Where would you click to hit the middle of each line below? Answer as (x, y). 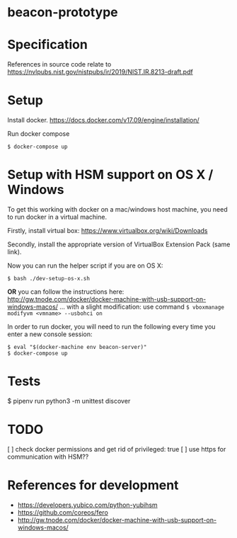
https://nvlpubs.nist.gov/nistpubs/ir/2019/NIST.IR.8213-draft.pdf (100, 72)
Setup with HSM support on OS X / (110, 175)
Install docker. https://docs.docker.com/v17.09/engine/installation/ (103, 120)
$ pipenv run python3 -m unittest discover (69, 401)
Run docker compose (39, 134)
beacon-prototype (63, 12)
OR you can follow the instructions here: (66, 292)
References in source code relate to (59, 64)
